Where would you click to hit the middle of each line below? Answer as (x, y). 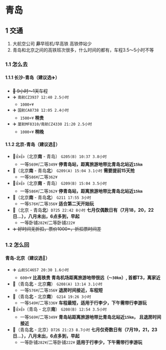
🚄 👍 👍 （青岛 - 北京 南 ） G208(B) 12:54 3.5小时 (60, 309)
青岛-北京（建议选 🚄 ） (28, 258)
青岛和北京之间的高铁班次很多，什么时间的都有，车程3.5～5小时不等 (83, 50)
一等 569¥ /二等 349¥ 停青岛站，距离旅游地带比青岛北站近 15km (81, 164)
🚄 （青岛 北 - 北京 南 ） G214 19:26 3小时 (52, 296)
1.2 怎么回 (17, 245)
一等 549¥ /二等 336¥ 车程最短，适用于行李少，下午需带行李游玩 (83, 303)
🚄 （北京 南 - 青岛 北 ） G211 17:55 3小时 (52, 197)
